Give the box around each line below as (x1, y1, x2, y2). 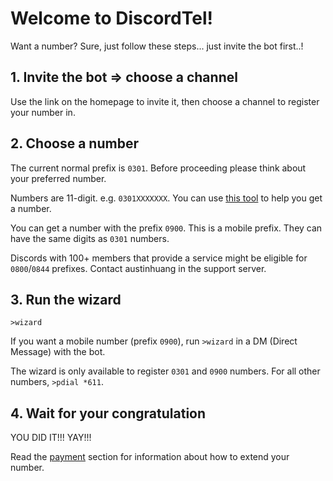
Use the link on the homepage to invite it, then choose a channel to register (10, 95, 320, 107)
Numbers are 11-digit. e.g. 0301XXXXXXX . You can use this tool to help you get (10, 192, 323, 204)
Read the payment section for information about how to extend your (10, 451, 290, 463)
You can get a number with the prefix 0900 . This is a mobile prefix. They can (10, 222, 323, 234)
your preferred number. (10, 172, 107, 184)
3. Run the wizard (10, 291, 122, 308)
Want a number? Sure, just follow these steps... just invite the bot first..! (10, 40, 304, 52)
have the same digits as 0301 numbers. (10, 232, 170, 244)
